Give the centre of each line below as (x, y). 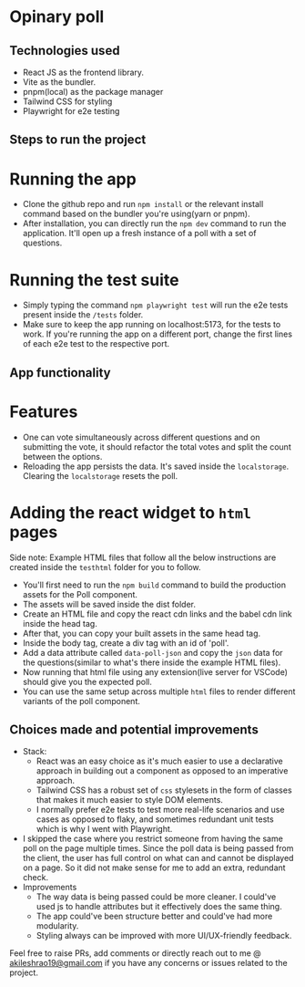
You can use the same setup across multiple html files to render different (159, 691)
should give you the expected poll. (87, 681)
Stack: (35, 752)
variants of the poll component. (81, 701)
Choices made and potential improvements (134, 729)
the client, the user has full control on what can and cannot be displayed (158, 858)
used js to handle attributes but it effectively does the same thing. (159, 907)
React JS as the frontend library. (83, 72)
